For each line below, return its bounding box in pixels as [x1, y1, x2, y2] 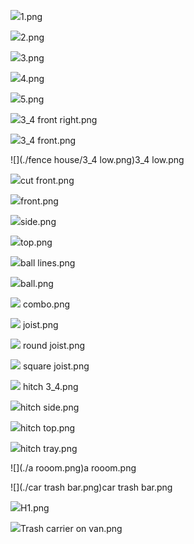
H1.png [20, 502, 50, 514]
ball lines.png [20, 257, 76, 269]
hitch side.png [20, 401, 80, 413]
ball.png [20, 278, 54, 289]
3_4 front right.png [20, 114, 98, 125]
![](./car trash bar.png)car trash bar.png [10, 481, 173, 493]
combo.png [22, 298, 71, 310]
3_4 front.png [20, 135, 77, 146]
